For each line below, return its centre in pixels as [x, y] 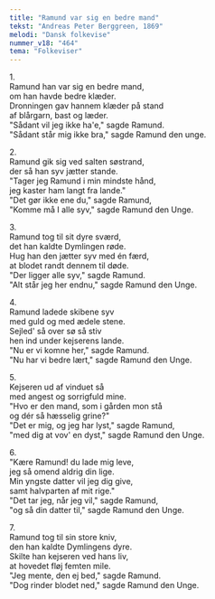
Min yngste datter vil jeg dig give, [71, 482]
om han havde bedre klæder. [63, 97]
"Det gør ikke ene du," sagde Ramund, [80, 201]
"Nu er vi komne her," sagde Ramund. [79, 351]
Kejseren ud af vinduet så [57, 387]
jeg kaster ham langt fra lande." [68, 191]
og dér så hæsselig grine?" [60, 416]
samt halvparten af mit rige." [62, 491]
